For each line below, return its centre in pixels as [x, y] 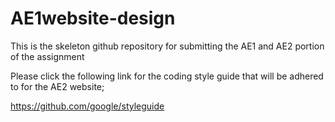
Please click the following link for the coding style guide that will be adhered [167, 76]
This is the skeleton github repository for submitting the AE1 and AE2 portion [167, 46]
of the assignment [47, 56]
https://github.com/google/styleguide [87, 106]
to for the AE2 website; [57, 86]
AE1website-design [93, 18]
